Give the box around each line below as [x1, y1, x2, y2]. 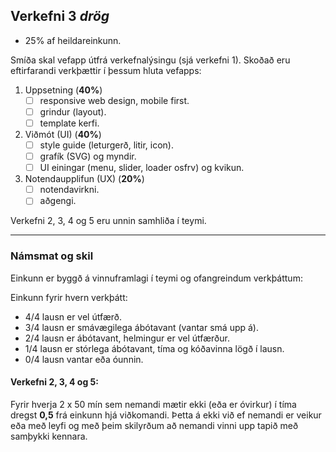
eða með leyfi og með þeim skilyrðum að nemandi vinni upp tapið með [10, 419, 299, 431]
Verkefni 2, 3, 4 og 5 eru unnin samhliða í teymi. [10, 215, 207, 227]
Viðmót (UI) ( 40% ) [24, 129, 102, 140]
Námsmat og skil [10, 249, 94, 263]
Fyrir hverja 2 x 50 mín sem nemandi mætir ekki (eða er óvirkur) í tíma [10, 398, 297, 410]
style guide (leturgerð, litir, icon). [39, 139, 174, 151]
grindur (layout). [39, 105, 107, 118]
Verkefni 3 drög [10, 8, 110, 25]
